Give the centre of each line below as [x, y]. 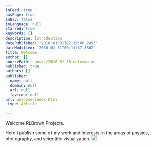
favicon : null [24, 95]
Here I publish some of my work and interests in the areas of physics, [77, 133]
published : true [22, 66]
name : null [21, 81]
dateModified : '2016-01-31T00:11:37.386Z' [50, 48]
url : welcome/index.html [31, 99]
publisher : [17, 76]
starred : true [20, 29]
